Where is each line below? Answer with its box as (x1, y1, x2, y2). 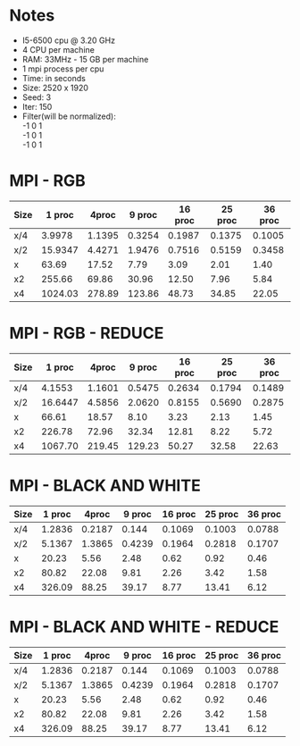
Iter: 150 (21, 101, 53, 112)
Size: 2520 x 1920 (21, 82, 89, 93)
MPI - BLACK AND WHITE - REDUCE (9, 616, 279, 637)
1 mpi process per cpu (21, 63, 104, 74)
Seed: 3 (21, 91, 52, 103)
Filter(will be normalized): (21, 111, 116, 122)
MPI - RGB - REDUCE (9, 323, 164, 344)
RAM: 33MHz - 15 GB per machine (21, 54, 149, 64)
